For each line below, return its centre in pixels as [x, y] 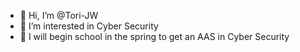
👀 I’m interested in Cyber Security [89, 26]
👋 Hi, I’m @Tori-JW [59, 15]
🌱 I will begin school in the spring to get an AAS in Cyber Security [154, 36]
